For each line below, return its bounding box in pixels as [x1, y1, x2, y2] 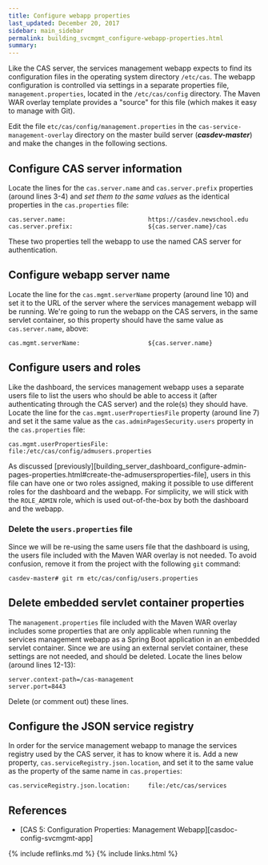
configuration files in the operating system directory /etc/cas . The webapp [8, 72, 256, 82]
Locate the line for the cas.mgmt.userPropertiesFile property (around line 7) [8, 408, 260, 417]
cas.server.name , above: [8, 324, 89, 333]
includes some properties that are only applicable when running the [8, 626, 231, 635]
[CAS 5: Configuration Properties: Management [19, 825, 176, 835]
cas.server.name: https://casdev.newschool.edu [8, 215, 249, 223]
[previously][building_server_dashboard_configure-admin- [54, 461, 247, 471]
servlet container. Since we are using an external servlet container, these [8, 642, 249, 653]
